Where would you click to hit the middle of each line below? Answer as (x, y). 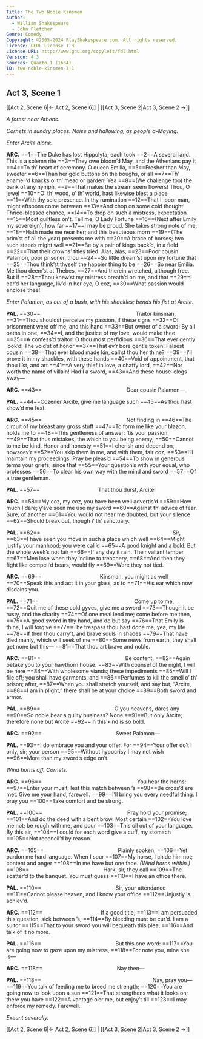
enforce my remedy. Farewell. (43, 1006)
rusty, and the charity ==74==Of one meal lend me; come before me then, (99, 615)
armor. (15, 697)
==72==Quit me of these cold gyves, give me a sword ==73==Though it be (100, 608)
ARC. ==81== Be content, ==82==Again (98, 658)
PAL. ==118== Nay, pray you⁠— (99, 980)
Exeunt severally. (28, 1018)
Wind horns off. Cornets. (37, 770)
